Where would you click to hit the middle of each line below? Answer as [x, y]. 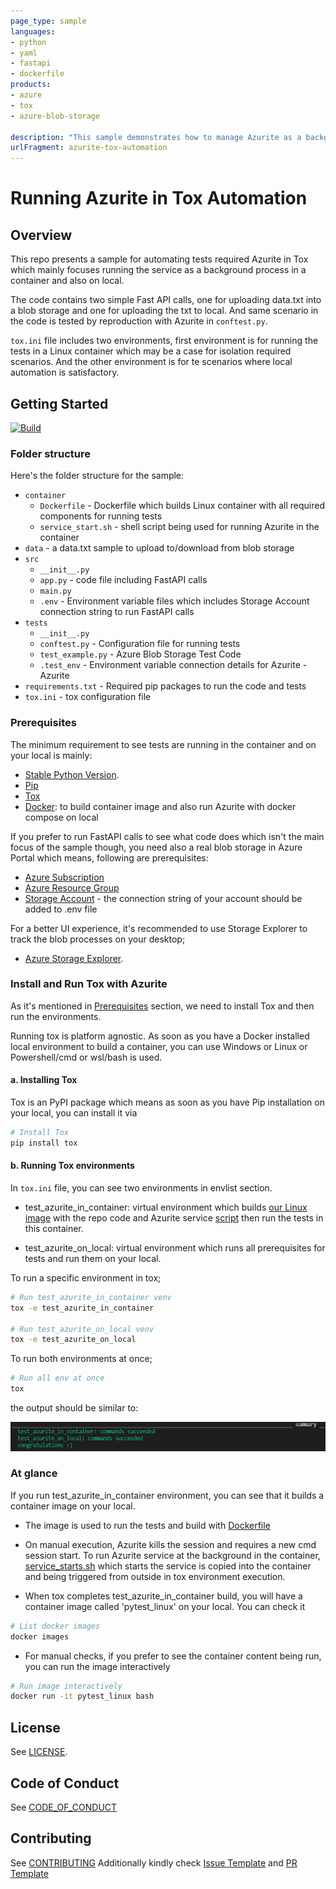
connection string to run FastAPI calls [117, 612]
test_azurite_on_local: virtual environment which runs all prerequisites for [175, 1247]
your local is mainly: [51, 755]
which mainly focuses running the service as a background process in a [158, 270]
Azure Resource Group [72, 887]
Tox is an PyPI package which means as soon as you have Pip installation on [167, 1102]
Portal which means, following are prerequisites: [109, 857]
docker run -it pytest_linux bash [82, 1696]
